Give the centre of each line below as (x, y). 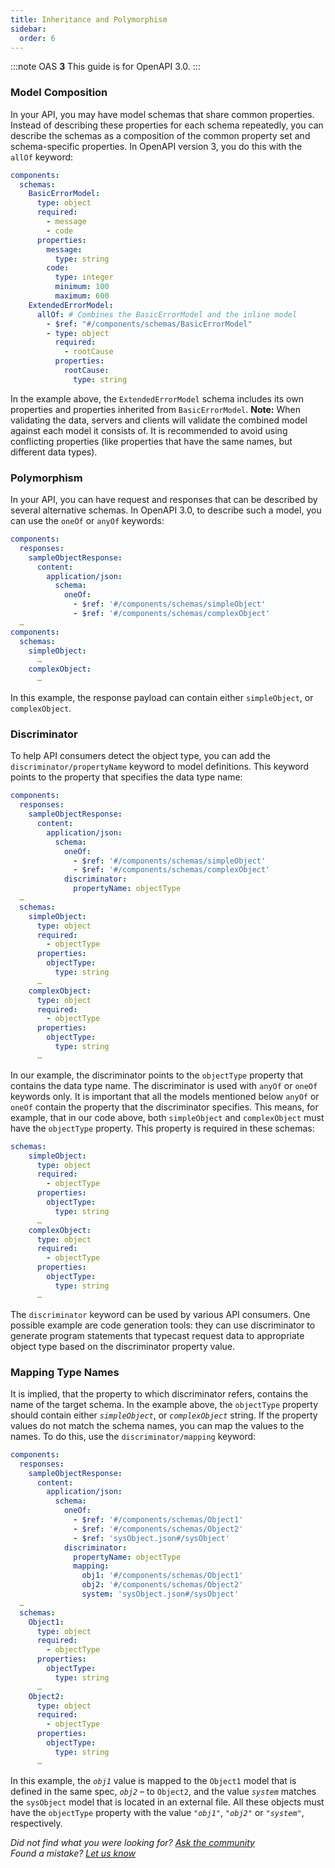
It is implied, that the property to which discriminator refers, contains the (159, 1393)
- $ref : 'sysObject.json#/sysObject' (151, 1538)
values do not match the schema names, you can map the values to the (157, 1425)
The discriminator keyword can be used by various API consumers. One (160, 1314)
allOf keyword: (42, 157)
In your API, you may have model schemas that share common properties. (162, 114)
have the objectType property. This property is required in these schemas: (162, 1128)
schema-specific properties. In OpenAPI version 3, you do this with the (156, 146)
